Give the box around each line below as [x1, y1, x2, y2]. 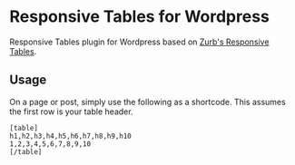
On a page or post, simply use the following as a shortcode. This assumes [9, 96, 286, 107]
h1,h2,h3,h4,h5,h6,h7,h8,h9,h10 [9, 131, 132, 141]
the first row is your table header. [9, 106, 133, 117]
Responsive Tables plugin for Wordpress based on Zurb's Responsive [9, 36, 270, 47]
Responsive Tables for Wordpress [9, 6, 270, 27]
